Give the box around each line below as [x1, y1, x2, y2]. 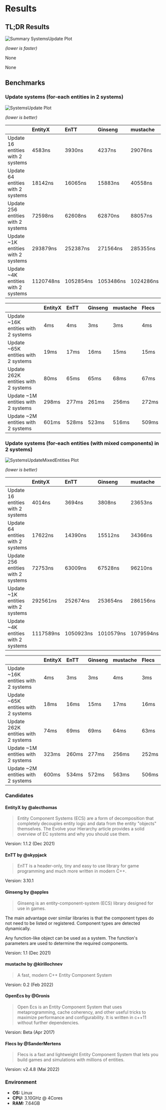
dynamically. [5, 925, 31, 931]
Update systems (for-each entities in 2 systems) [5, 93, 124, 100]
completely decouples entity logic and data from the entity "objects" [17, 821, 157, 826]
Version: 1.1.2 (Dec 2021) [5, 841, 55, 847]
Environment [5, 1079, 37, 1086]
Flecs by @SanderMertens [5, 1040, 61, 1046]
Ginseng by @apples [5, 889, 49, 895]
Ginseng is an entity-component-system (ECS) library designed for [17, 900, 154, 906]
